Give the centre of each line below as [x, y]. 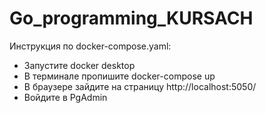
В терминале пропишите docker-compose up [119, 76]
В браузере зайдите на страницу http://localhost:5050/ [140, 86]
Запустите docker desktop [79, 65]
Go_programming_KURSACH [131, 18]
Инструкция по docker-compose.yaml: [90, 46]
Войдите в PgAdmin [65, 97]
